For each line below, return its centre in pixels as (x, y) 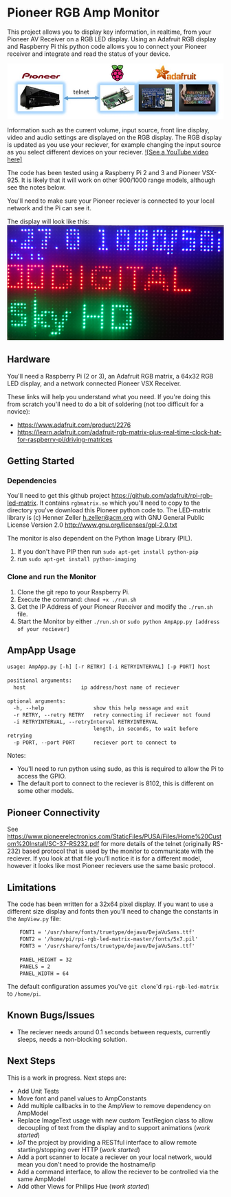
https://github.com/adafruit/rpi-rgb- (162, 496)
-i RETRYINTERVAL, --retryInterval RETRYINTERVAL (86, 722)
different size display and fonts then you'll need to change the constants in (113, 912)
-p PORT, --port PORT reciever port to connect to (95, 743)
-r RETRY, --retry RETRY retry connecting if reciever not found (112, 715)
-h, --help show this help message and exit (101, 708)
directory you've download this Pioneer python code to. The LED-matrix (109, 510)
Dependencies (32, 481)
